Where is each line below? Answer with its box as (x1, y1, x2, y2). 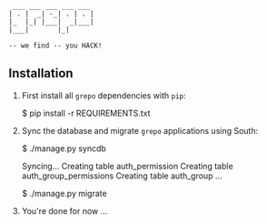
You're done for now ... (21, 205, 108, 216)
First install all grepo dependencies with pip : (21, 89, 187, 101)
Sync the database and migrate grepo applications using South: (21, 125, 259, 136)
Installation (8, 66, 74, 81)
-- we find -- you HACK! (8, 41, 103, 50)
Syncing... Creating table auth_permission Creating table (21, 160, 233, 171)
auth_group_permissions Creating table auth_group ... (21, 170, 222, 181)
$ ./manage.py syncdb (21, 143, 106, 154)
